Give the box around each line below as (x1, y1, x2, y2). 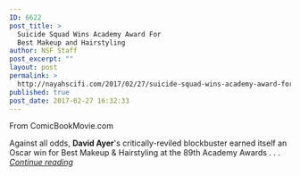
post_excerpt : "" (9, 54, 74, 63)
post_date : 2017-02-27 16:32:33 (9, 96, 129, 105)
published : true (9, 88, 70, 96)
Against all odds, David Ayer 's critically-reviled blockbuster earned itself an (9, 138, 287, 148)
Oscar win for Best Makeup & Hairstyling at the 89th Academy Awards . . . (9, 147, 281, 158)
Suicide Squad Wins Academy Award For (17, 29, 162, 38)
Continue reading (9, 157, 73, 168)
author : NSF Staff (9, 46, 78, 55)
